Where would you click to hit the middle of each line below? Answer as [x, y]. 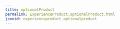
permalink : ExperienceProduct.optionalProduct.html [60, 14]
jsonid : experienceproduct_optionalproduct [51, 19]
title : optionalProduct [30, 10]
